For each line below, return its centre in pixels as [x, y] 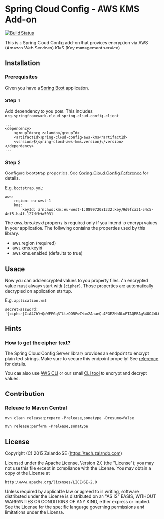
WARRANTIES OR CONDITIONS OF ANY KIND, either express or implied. [78, 502]
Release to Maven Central [36, 408]
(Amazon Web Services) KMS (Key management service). [63, 48]
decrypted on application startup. [39, 291]
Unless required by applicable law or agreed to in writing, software [72, 492]
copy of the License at [28, 473]
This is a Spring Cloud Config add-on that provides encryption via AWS [77, 42]
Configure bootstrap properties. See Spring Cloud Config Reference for [77, 173]
